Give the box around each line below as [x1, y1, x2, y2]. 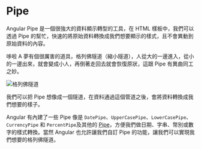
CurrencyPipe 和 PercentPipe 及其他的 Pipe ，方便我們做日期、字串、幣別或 [6, 121, 189, 128]
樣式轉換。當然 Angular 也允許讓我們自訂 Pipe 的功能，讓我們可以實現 [16, 128, 190, 136]
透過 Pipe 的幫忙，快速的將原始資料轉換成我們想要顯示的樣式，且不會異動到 [6, 32, 194, 40]
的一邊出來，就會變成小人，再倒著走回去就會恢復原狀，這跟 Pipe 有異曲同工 [6, 60, 194, 67]
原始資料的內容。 [6, 40, 49, 47]
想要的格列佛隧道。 [11, 136, 59, 143]
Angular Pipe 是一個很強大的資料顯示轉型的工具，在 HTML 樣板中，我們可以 [6, 25, 194, 32]
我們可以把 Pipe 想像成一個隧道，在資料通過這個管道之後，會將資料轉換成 [6, 93, 188, 100]
